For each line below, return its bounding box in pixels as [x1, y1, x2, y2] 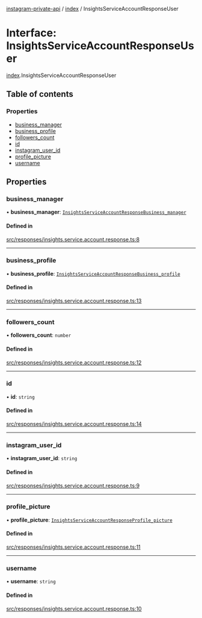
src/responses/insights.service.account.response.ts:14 [6, 420, 142, 428]
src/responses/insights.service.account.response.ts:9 [6, 482, 140, 489]
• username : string [6, 578, 56, 585]
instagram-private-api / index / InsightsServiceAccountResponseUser [6, 5, 179, 12]
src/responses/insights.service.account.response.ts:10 [6, 605, 142, 612]
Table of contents [6, 89, 73, 99]
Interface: [6, 27, 57, 40]
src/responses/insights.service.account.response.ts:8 [6, 236, 140, 243]
